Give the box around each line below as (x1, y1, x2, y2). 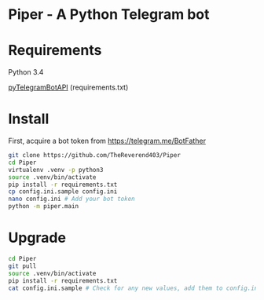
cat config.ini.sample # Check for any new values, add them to (8, 284, 223, 292)
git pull (8, 262, 37, 270)
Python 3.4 (8, 68, 44, 77)
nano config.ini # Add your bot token (8, 195, 135, 203)
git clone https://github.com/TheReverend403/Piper (8, 152, 181, 159)
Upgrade (8, 229, 67, 247)
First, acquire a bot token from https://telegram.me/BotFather (8, 136, 207, 146)
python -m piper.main (8, 203, 79, 210)
